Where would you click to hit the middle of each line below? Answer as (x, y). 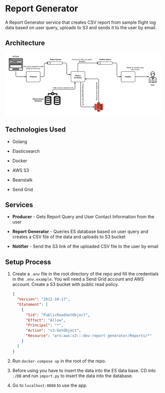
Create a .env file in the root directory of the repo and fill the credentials (85, 274)
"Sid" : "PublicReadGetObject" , (58, 315)
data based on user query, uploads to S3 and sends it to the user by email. (81, 27)
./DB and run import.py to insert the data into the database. (73, 376)
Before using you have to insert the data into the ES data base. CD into (84, 370)
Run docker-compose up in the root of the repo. (59, 361)
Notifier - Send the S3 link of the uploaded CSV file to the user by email (85, 246)
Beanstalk (22, 180)
